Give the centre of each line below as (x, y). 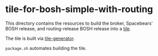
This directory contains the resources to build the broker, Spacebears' (79, 23)
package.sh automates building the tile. (46, 48)
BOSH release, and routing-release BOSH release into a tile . (68, 28)
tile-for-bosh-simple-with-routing (79, 9)
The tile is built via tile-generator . (40, 38)
